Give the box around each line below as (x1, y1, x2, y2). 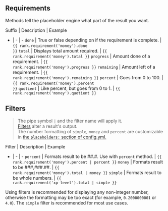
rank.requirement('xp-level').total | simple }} (12, 180, 117, 185)
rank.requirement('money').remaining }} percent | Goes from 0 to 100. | (12, 74, 163, 80)
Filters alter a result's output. (17, 123, 78, 129)
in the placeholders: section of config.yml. (17, 134, 107, 140)
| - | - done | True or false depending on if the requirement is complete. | (12, 37, 162, 43)
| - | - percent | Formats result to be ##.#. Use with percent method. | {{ (12, 153, 162, 160)
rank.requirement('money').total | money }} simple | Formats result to (12, 169, 162, 176)
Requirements (5, 4, 50, 13)
